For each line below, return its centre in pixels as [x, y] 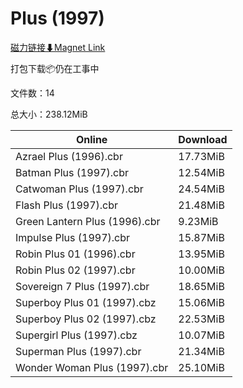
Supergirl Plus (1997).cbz [76, 335]
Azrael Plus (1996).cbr [69, 156]
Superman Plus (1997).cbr [78, 351]
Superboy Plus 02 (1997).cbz [86, 319]
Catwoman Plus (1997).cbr [79, 189]
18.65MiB [201, 286]
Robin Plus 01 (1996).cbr [75, 254]
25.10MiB [201, 367]
